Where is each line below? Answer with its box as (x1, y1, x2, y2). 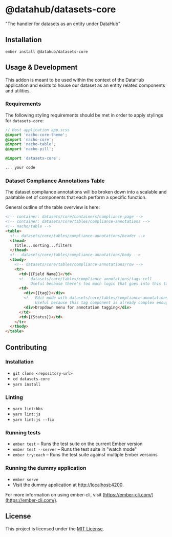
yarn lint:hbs (12, 407, 43, 412)
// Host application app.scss (5, 127, 70, 132)
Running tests (5, 429, 41, 436)
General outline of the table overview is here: (5, 204, 100, 210)
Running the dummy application (5, 465, 87, 472)
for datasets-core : (5, 117, 44, 124)
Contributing (5, 343, 47, 352)
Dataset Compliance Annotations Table (5, 177, 105, 184)
